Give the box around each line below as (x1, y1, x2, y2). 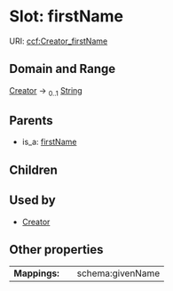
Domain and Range (9, 61, 116, 77)
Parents (9, 113, 53, 128)
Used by (9, 193, 56, 208)
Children (9, 162, 58, 177)
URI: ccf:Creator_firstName (9, 36, 108, 46)
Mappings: (13, 267, 60, 279)
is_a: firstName (21, 136, 77, 148)
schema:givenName (76, 267, 161, 279)
